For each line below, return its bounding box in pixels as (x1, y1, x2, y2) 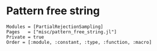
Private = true (6, 34, 45, 40)
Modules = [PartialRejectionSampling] (6, 24, 103, 30)
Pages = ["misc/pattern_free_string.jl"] (6, 28, 117, 35)
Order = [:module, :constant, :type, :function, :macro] (6, 39, 152, 45)
